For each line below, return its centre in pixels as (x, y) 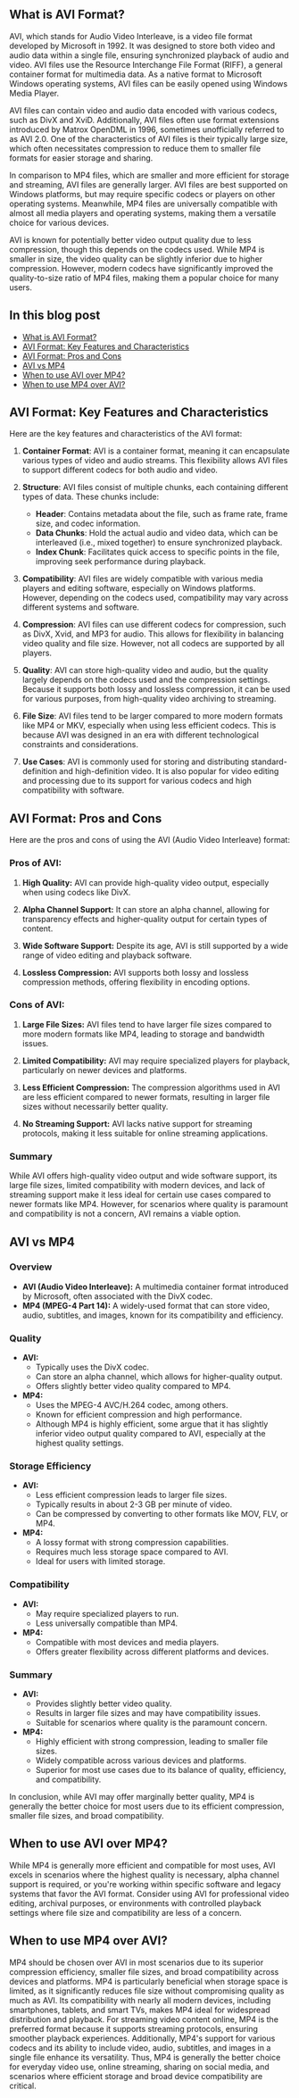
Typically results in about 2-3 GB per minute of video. (134, 1504)
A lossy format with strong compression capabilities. (132, 1543)
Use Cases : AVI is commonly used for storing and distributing (136, 762)
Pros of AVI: (36, 863)
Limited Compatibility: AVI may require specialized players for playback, (156, 1061)
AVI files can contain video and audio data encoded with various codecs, (143, 110)
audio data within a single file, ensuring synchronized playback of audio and (149, 55)
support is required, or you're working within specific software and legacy (145, 1884)
